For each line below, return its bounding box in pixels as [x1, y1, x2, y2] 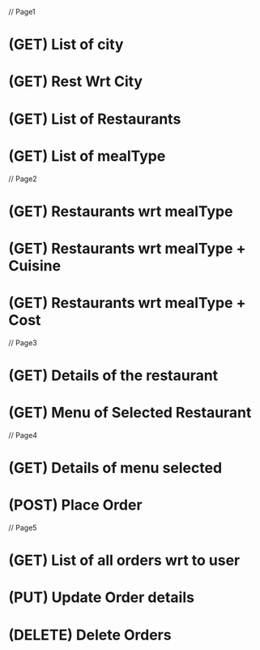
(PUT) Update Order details [8, 588, 194, 607]
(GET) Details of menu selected [8, 459, 223, 478]
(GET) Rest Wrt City [8, 72, 143, 91]
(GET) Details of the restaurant [8, 366, 219, 384]
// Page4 [8, 430, 38, 440]
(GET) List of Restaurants [8, 110, 181, 128]
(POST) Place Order [8, 496, 143, 514]
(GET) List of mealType [8, 146, 166, 165]
